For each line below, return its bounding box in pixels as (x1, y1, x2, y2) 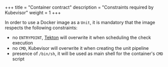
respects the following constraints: (5, 25, 78, 31)
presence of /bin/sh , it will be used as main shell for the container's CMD (12, 50, 163, 56)
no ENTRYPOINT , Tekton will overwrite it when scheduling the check (12, 35, 151, 40)
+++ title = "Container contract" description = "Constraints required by (5, 5, 154, 10)
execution (12, 40, 34, 46)
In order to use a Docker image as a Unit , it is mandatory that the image (5, 20, 155, 25)
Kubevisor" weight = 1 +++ (5, 10, 61, 16)
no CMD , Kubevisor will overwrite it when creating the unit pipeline (12, 45, 149, 51)
